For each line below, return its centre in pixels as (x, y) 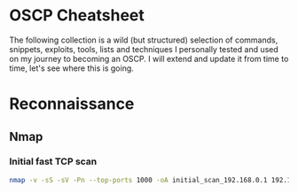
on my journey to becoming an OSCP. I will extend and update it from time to (149, 58)
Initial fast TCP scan (53, 162)
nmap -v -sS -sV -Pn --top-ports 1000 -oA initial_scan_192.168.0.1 (138, 180)
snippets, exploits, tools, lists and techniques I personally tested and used (144, 49)
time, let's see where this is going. (72, 68)
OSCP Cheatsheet (77, 15)
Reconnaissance (72, 104)
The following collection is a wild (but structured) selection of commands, (144, 40)
